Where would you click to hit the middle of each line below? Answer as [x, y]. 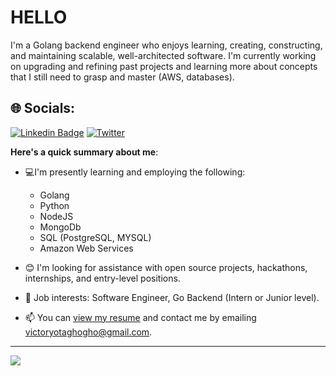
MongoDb [60, 227]
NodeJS [56, 216]
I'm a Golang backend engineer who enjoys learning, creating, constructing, [166, 45]
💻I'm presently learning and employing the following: [135, 172]
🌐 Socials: [43, 108]
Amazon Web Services [86, 248]
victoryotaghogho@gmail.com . [88, 332]
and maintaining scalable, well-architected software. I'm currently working [163, 55]
